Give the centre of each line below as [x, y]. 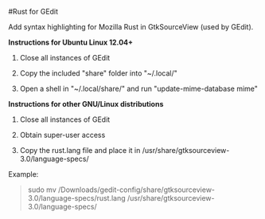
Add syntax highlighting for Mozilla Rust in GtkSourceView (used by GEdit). [131, 27]
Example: [23, 174]
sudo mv [42, 190]
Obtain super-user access [62, 135]
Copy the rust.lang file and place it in [80, 150]
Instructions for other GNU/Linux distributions [86, 104]
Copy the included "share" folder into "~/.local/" [98, 73]
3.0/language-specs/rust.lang [76, 198]
